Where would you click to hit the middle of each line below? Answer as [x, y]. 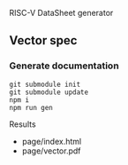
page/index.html [52, 141]
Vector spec [43, 40]
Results [23, 124]
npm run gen [31, 107]
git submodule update [49, 92]
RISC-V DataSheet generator [61, 13]
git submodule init [45, 84]
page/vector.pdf [51, 151]
